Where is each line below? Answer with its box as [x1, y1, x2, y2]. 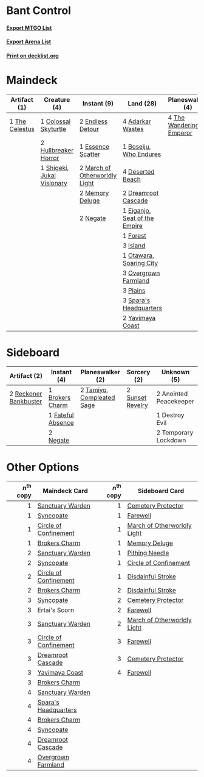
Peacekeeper [156, 397, 194, 405]
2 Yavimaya [122, 313, 156, 322]
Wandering [168, 121, 199, 129]
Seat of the [122, 214, 154, 222]
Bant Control [6, 4, 72, 18]
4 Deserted [122, 167, 155, 176]
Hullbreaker [40, 146, 74, 154]
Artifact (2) [9, 371, 42, 380]
